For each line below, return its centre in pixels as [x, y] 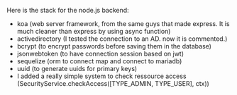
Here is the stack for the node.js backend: [68, 10]
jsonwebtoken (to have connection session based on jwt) [100, 53]
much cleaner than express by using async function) [94, 31]
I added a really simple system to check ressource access [101, 76]
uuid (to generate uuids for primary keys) [77, 69]
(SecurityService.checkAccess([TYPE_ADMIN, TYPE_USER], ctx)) [113, 83]
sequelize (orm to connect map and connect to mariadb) [99, 61]
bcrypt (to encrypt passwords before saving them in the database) [114, 46]
